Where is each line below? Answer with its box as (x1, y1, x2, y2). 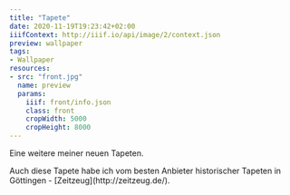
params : (17, 89, 47, 98)
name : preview (17, 81, 71, 90)
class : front (25, 106, 75, 115)
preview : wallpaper (9, 38, 83, 48)
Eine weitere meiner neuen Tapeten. (9, 148, 144, 159)
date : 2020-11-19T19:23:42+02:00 (9, 22, 136, 31)
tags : (9, 47, 30, 56)
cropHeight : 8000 (25, 123, 92, 132)
